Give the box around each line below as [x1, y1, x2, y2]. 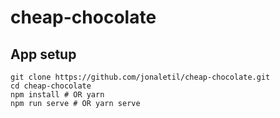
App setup [10, 46, 77, 63]
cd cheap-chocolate [10, 81, 92, 91]
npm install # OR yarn [10, 90, 105, 100]
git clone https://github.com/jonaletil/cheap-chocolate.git [10, 72, 271, 82]
